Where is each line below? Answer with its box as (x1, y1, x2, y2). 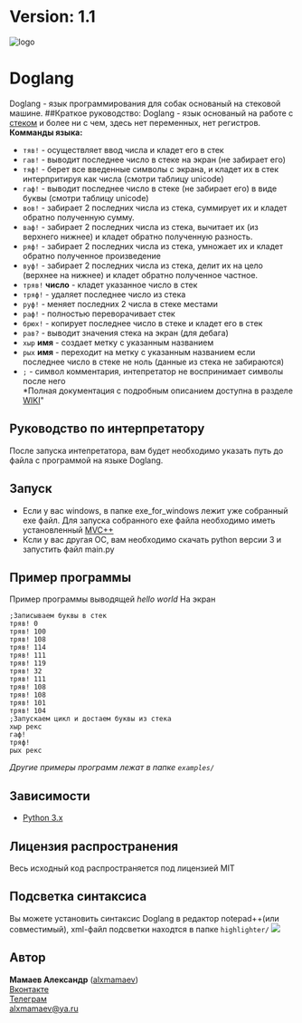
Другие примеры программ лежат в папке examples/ (9, 762, 215, 773)
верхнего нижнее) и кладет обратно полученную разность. (22, 231, 253, 242)
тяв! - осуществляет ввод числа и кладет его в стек (22, 144, 224, 155)
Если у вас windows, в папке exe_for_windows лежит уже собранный (22, 505, 288, 516)
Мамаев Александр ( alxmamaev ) (9, 974, 138, 985)
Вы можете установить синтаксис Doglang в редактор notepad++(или (9, 912, 280, 923)
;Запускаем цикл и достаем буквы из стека (9, 714, 172, 724)
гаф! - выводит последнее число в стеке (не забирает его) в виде (22, 183, 278, 194)
